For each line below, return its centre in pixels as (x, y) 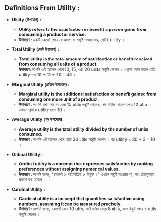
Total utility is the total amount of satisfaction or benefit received (86, 59)
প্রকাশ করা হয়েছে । (32, 179)
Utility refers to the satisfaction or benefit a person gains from (82, 29)
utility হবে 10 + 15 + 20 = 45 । (47, 74)
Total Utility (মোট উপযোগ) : (35, 49)
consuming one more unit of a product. (59, 99)
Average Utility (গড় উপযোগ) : (38, 119)
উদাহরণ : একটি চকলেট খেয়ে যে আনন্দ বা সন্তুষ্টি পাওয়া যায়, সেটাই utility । (72, 39)
